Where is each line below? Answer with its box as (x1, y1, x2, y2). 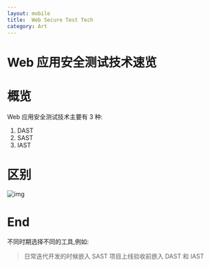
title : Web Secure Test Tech (7, 16, 94, 23)
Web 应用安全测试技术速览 (7, 54, 157, 70)
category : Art (7, 23, 48, 30)
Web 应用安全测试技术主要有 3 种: (7, 113, 103, 121)
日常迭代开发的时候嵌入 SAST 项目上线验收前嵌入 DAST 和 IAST (23, 252, 205, 261)
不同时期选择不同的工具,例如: (7, 237, 89, 246)
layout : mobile (7, 10, 51, 17)
